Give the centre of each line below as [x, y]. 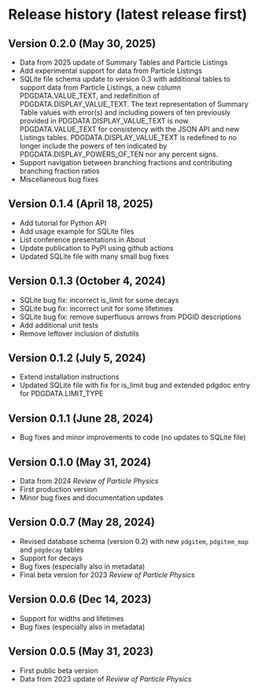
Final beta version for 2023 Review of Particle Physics [107, 575]
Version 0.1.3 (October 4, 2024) [87, 281]
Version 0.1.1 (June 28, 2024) [81, 418]
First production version [58, 490]
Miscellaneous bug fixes [59, 179]
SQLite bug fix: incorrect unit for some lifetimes [96, 308]
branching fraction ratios [60, 171]
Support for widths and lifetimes [72, 618]
